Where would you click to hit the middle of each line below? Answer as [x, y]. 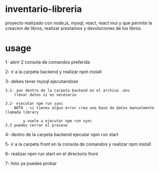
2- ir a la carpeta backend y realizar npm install [53, 72]
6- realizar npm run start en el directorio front [52, 154]
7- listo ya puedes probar [31, 163]
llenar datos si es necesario [45, 95]
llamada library [22, 112]
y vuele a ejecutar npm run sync [58, 121]
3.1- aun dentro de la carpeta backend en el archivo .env [68, 90]
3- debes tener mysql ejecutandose [42, 81]
